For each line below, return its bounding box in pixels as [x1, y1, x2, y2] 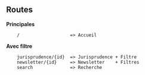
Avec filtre [6, 42, 33, 49]
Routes [6, 5, 33, 15]
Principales [6, 20, 35, 27]
